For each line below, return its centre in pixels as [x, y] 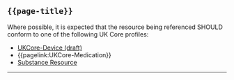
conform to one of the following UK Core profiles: [78, 34]
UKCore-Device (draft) [49, 48]
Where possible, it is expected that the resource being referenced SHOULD [115, 27]
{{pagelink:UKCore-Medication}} [64, 54]
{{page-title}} [40, 11]
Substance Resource [47, 62]
